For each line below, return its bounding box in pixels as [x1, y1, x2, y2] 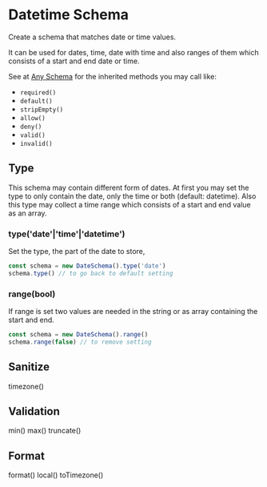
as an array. [8, 208, 47, 218]
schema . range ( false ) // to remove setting [8, 338, 152, 346]
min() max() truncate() [8, 426, 82, 436]
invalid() [19, 139, 54, 147]
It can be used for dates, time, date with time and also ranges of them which [8, 47, 260, 57]
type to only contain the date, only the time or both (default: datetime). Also [8, 191, 257, 201]
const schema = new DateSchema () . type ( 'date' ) [8, 262, 166, 270]
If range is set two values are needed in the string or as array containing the [8, 307, 258, 316]
